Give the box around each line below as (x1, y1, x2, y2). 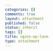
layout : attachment (5, 16, 44, 21)
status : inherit (5, 25, 38, 30)
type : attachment (5, 39, 40, 44)
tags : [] (5, 30, 23, 34)
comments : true (5, 12, 36, 17)
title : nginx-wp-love (5, 34, 49, 39)
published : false (5, 20, 40, 26)
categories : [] (5, 7, 36, 12)
